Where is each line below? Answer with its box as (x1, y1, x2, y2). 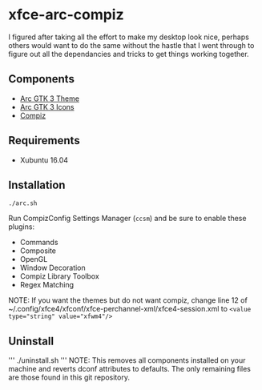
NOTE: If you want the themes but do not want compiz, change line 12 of (8, 296, 248, 305)
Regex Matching (19, 280, 75, 290)
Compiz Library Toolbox (19, 271, 100, 281)
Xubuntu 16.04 (19, 155, 69, 165)
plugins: (8, 222, 34, 231)
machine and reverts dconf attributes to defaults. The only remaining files (8, 364, 251, 374)
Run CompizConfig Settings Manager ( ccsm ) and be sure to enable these (8, 214, 247, 223)
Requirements (8, 134, 80, 147)
